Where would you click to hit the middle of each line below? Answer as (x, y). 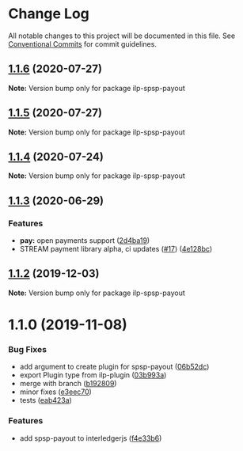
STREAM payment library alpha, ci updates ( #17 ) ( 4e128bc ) (116, 249)
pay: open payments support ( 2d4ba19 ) (85, 241)
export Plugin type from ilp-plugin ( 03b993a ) (93, 375)
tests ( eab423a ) (46, 400)
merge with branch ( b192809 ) (68, 384)
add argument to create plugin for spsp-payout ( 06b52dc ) (114, 367)
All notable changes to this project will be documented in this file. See (122, 36)
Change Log (49, 14)
